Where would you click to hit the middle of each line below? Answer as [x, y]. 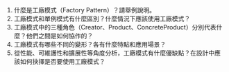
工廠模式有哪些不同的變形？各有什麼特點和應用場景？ [90, 44]
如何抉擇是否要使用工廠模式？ [62, 61]
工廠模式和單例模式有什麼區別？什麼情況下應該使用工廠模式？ [102, 19]
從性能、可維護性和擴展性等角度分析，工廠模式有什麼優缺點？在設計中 [114, 53]
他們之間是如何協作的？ [60, 36]
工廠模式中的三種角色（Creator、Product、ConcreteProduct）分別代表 [115, 27]
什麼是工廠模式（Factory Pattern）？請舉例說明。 [85, 10]
